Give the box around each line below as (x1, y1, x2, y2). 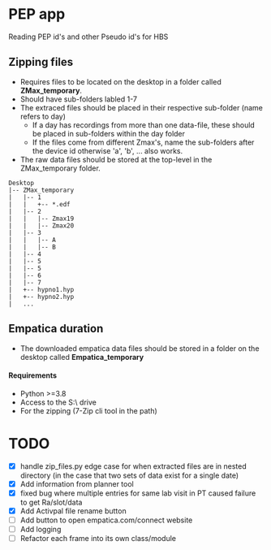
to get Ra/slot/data (19, 497, 83, 507)
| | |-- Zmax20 (8, 221, 75, 230)
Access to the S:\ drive (19, 397, 97, 407)
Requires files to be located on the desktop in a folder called (19, 76, 222, 86)
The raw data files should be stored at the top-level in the (19, 154, 213, 164)
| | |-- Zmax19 (8, 214, 75, 223)
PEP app (8, 5, 66, 24)
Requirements (8, 370, 58, 380)
